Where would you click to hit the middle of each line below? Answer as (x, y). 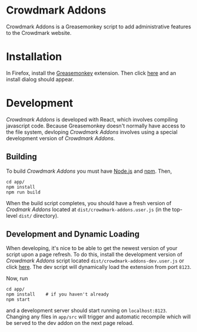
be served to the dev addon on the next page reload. (70, 323)
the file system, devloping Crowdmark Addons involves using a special (92, 132)
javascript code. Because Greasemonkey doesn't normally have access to (96, 126)
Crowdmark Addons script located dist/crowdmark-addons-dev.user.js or (95, 261)
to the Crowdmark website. (39, 32)
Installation (34, 57)
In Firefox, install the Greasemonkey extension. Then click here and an (91, 73)
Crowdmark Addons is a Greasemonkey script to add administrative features (98, 27)
